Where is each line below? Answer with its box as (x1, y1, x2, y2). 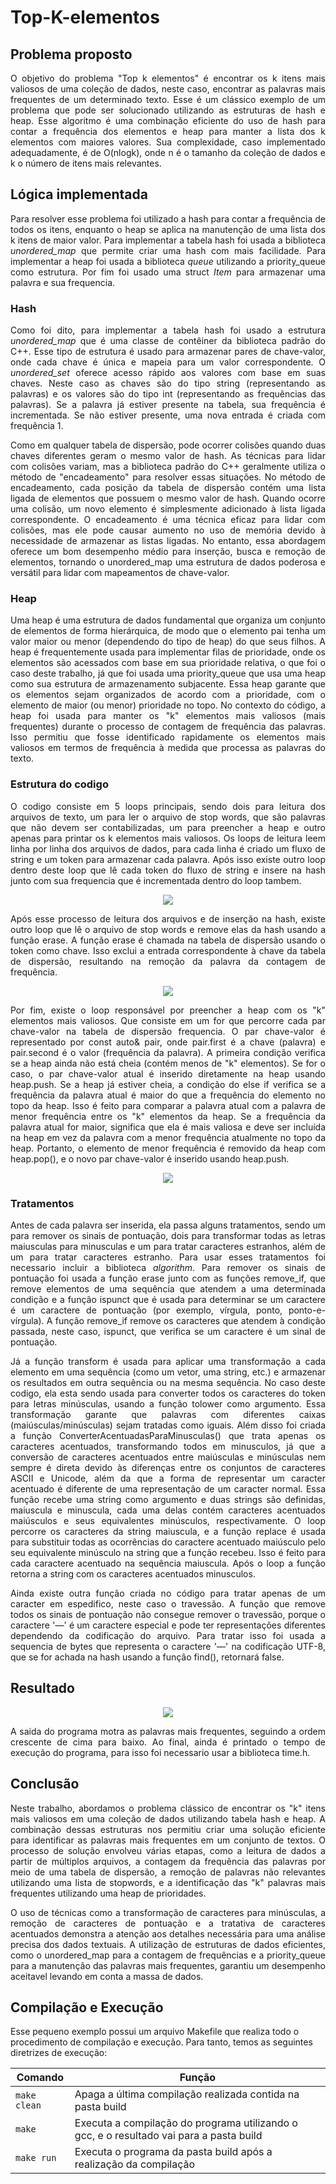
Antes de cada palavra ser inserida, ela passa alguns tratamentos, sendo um (10, 1219, 326, 1231)
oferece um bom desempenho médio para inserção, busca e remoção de (10, 546, 326, 558)
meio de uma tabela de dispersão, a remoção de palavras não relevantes (10, 1866, 326, 1878)
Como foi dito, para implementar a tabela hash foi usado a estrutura (10, 324, 326, 336)
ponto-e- (288, 1304, 326, 1316)
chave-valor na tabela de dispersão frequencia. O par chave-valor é (10, 1025, 326, 1037)
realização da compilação (74, 2157, 196, 2171)
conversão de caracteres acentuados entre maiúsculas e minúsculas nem (10, 1451, 326, 1463)
